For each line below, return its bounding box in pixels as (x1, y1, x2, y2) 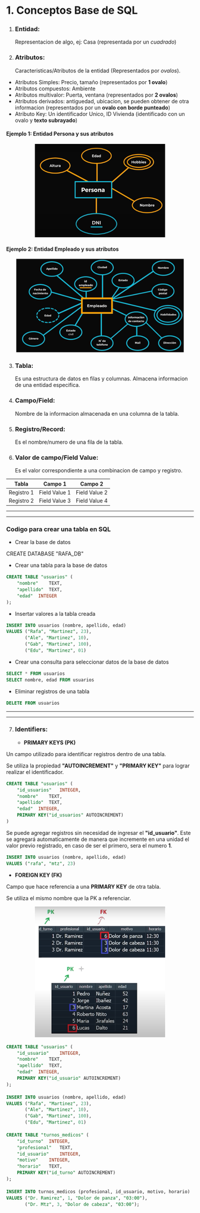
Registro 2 (8, 497, 35, 505)
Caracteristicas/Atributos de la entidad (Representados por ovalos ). (14, 67, 181, 74)
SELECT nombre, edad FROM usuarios (6, 677, 95, 683)
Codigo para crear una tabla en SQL (6, 525, 111, 533)
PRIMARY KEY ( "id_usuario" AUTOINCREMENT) (17, 1076, 121, 1082)
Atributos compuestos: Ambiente (14, 85, 96, 92)
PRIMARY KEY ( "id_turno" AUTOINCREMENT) (17, 1170, 116, 1176)
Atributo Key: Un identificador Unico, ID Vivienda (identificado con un (14, 110, 185, 117)
